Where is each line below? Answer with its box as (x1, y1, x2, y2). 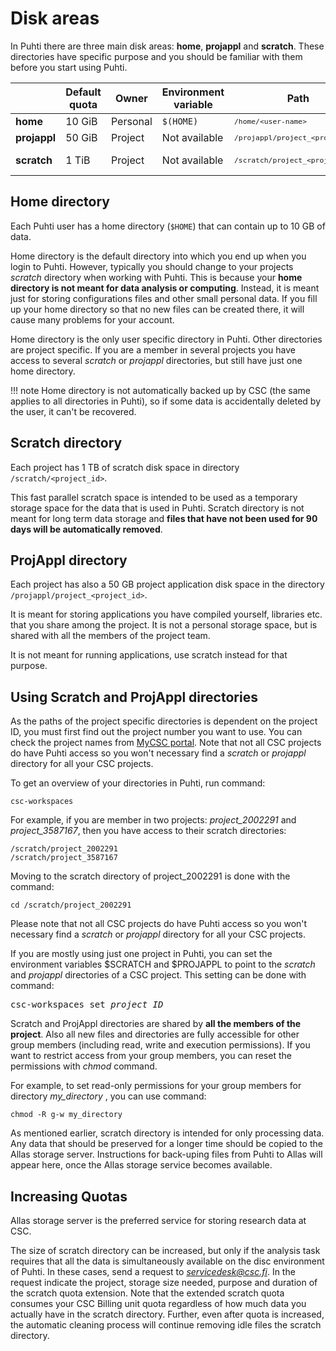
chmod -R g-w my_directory (10, 1110, 123, 1120)
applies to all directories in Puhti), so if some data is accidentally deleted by (10, 395, 322, 407)
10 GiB (65, 114, 98, 128)
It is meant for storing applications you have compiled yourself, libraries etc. (10, 608, 323, 621)
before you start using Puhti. (10, 61, 128, 73)
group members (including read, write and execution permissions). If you (10, 1039, 311, 1051)
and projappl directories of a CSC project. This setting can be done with (10, 969, 307, 981)
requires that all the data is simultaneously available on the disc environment (10, 1255, 325, 1267)
